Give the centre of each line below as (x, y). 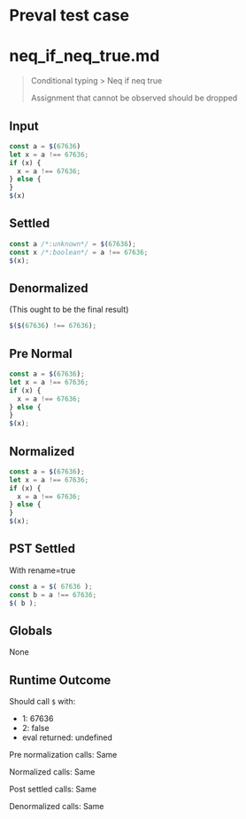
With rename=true (42, 570)
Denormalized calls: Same (57, 807)
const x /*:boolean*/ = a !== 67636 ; (79, 252)
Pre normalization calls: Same (63, 755)
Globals (31, 630)
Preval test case (69, 16)
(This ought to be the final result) (69, 310)
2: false (36, 728)
